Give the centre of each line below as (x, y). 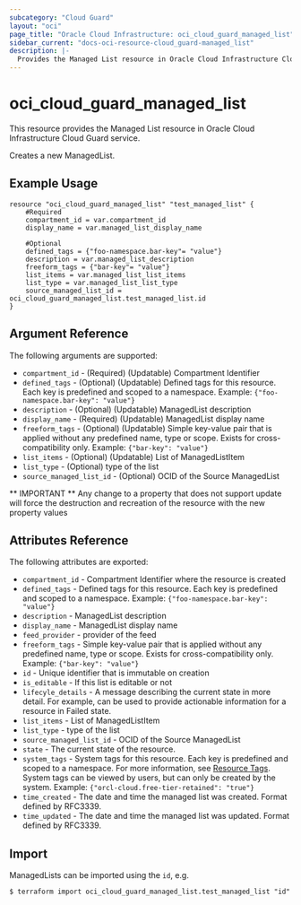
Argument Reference (69, 334)
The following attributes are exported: (79, 562)
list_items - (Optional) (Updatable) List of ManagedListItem (133, 457)
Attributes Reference (69, 540)
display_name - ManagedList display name (100, 625)
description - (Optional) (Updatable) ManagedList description (137, 409)
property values (39, 512)
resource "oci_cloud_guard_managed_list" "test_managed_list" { (132, 204)
